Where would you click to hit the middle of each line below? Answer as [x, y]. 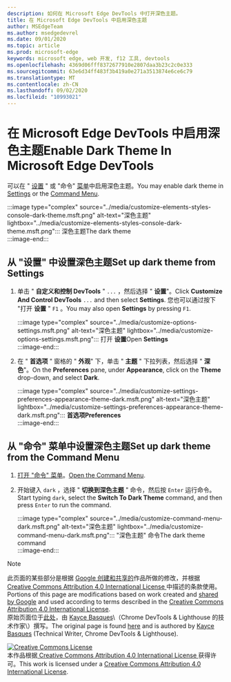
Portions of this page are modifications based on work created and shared [113, 594]
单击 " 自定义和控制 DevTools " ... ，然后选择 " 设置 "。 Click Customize [120, 291]
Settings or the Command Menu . [53, 193]
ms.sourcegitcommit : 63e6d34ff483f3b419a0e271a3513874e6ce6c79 [100, 71]
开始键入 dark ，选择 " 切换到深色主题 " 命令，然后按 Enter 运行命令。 [116, 490]
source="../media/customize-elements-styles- [145, 207]
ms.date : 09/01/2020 [37, 39]
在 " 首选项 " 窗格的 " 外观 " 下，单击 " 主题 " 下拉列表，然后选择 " [110, 361]
